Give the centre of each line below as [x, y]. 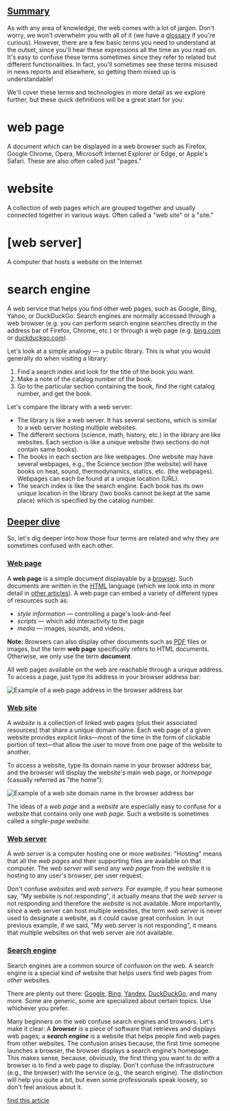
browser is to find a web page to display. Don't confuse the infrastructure [111, 1065]
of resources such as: [38, 600]
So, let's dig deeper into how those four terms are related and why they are [113, 538]
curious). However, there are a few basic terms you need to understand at [112, 42]
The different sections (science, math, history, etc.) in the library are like [119, 435]
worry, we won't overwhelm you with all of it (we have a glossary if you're [111, 35]
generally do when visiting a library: [58, 358]
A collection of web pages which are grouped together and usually [101, 207]
